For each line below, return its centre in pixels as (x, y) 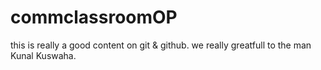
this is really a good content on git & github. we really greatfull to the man (161, 45)
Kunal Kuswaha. (43, 55)
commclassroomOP (94, 17)
